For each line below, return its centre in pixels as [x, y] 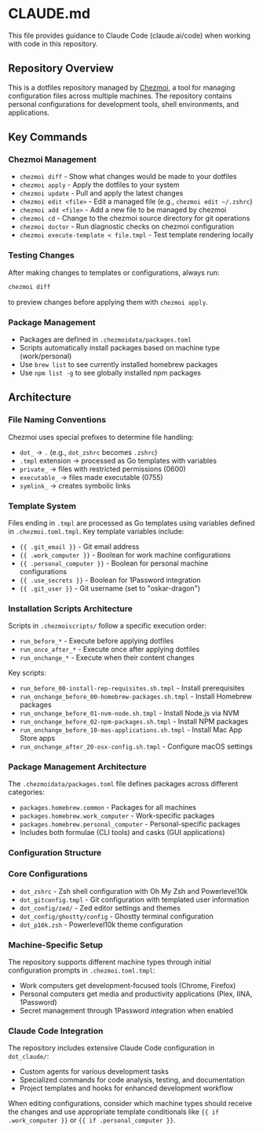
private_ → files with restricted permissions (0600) [102, 469]
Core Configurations [48, 874]
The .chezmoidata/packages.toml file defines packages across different [123, 784]
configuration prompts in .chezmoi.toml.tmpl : [82, 970]
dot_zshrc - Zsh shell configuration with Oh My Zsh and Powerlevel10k [133, 891]
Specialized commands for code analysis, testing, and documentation [132, 1080]
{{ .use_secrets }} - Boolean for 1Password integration [110, 580]
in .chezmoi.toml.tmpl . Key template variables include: [96, 531]
